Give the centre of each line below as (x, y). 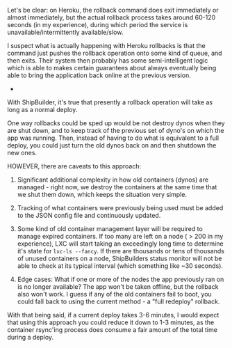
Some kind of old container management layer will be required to (110, 229)
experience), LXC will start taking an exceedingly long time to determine (120, 244)
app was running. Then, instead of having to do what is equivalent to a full (113, 138)
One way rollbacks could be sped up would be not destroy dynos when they (116, 123)
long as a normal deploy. (42, 110)
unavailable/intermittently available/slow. (65, 32)
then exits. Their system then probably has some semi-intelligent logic (108, 61)
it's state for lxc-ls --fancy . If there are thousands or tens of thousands (121, 251)
